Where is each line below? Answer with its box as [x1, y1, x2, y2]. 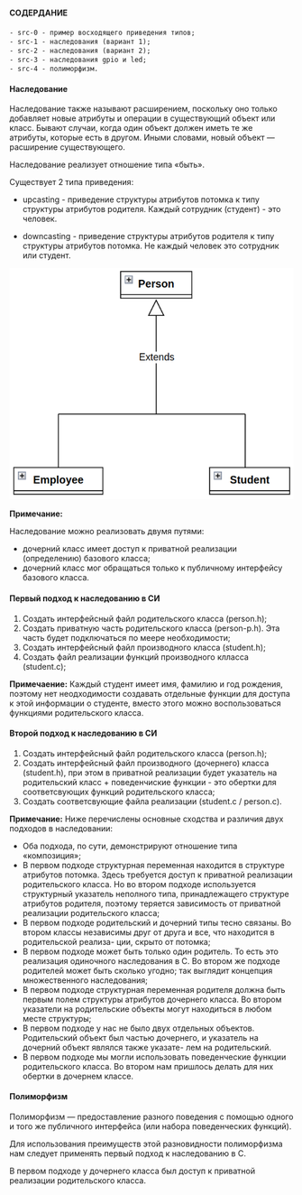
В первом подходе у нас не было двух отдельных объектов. [22, 1023, 255, 1033]
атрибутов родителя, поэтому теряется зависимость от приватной [22, 898, 281, 909]
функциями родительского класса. [9, 707, 144, 718]
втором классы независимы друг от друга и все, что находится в [22, 926, 275, 938]
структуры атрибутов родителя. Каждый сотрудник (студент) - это [22, 204, 281, 215]
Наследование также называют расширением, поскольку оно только [9, 104, 278, 115]
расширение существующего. [9, 142, 126, 153]
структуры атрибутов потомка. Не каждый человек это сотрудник [22, 240, 279, 252]
